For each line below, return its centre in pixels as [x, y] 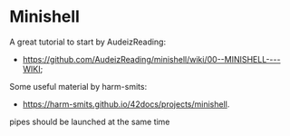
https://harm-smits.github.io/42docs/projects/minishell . [126, 104]
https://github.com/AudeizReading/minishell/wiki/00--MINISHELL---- [151, 59]
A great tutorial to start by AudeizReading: [87, 42]
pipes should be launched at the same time [90, 121]
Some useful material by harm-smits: [78, 86]
